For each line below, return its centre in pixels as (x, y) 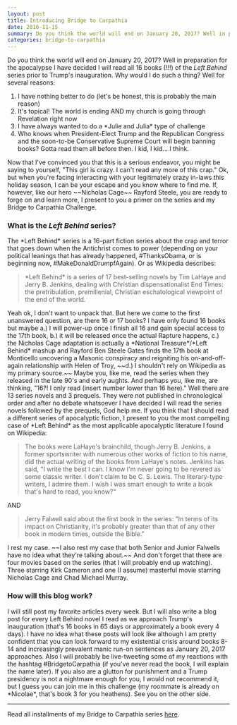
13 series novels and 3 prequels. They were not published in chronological (115, 396)
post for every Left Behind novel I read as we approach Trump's (100, 619)
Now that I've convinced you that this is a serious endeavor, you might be (114, 162)
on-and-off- (208, 358)
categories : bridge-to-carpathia (56, 40)
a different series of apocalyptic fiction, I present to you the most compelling (119, 418)
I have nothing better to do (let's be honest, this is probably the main (117, 97)
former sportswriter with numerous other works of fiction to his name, (126, 454)
